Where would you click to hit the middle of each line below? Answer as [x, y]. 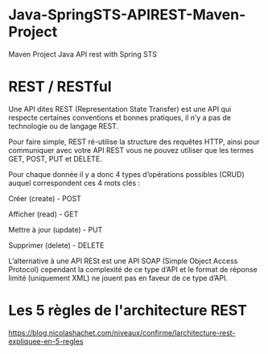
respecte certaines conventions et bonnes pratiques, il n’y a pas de [120, 117]
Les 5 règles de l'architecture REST [128, 311]
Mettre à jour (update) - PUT [56, 229]
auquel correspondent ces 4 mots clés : [74, 183]
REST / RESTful [60, 87]
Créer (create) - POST [45, 198]
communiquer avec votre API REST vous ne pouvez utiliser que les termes [131, 150]
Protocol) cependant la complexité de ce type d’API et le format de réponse [133, 269]
